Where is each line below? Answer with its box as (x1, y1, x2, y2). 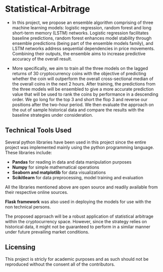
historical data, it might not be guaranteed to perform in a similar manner (5, 224, 151, 230)
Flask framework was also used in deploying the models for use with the (5, 199, 152, 205)
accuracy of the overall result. (12, 56, 72, 62)
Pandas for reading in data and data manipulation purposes (12, 159, 132, 165)
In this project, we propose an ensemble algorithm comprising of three (12, 20, 154, 25)
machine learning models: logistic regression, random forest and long (12, 24, 152, 30)
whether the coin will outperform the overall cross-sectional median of (12, 76, 154, 82)
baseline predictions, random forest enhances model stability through (12, 35, 152, 41)
